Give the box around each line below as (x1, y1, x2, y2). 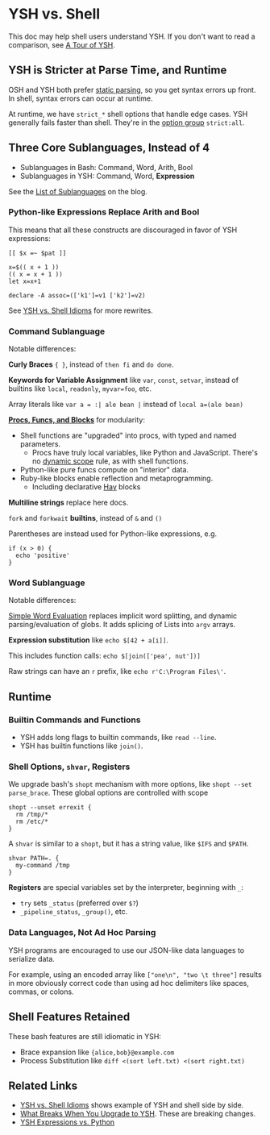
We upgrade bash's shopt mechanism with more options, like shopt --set (8, 780, 252, 789)
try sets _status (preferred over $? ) (19, 898, 139, 908)
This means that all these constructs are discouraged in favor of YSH (8, 225, 238, 235)
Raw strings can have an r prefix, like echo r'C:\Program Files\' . (8, 667, 226, 676)
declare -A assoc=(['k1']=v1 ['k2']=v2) (8, 291, 147, 299)
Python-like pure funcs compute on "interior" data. (19, 465, 189, 475)
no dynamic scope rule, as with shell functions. (31, 456, 189, 466)
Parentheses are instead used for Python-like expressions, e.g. (8, 529, 218, 538)
